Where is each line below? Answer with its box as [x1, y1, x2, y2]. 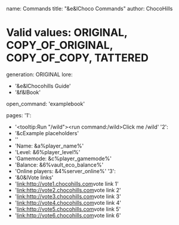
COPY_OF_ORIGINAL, [6, 39, 113, 52]
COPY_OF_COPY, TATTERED [6, 51, 149, 65]
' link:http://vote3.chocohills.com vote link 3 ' [14, 193, 121, 200]
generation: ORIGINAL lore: [6, 71, 73, 78]
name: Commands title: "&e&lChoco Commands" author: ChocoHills [6, 5, 173, 12]
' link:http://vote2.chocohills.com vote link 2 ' [14, 186, 121, 193]
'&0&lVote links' [14, 174, 54, 181]
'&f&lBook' [14, 89, 41, 96]
